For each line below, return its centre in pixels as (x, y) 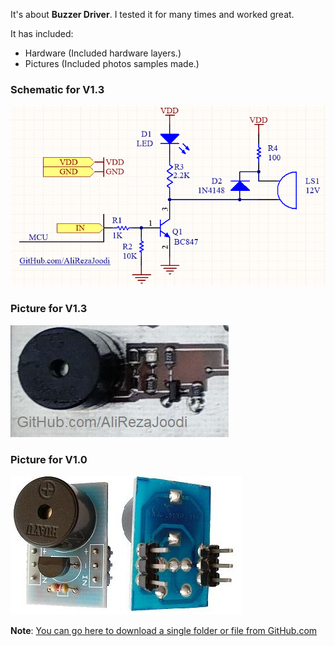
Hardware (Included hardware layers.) (103, 53)
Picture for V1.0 (49, 459)
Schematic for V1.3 (57, 89)
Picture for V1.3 (49, 309)
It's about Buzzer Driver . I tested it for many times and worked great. (152, 14)
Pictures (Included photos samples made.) (112, 63)
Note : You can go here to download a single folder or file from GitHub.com (164, 630)
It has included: (42, 33)
